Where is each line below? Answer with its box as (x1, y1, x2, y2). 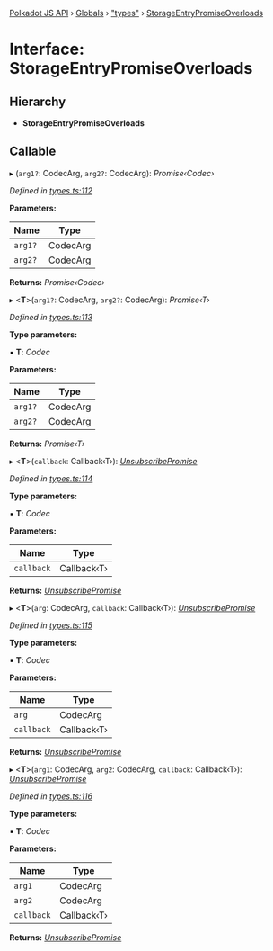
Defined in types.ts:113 (9, 311, 92, 322)
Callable (9, 144, 57, 159)
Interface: (9, 40, 85, 59)
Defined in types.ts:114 (9, 472, 93, 484)
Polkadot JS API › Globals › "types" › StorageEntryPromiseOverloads (9, 8, 263, 18)
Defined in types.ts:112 (9, 184, 92, 196)
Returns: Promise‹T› (9, 438, 85, 449)
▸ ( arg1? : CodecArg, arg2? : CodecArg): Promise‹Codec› (9, 167, 215, 178)
